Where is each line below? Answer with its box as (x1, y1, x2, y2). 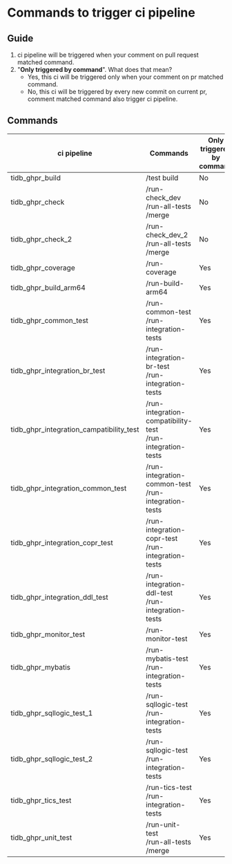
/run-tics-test (146, 782, 192, 792)
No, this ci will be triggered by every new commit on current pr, (27, 88, 207, 95)
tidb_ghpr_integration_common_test (10, 483, 127, 493)
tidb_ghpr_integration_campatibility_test (10, 424, 139, 434)
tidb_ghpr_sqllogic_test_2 (10, 754, 93, 764)
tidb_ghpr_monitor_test (10, 629, 85, 639)
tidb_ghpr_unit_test (10, 832, 72, 842)
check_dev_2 (146, 230, 188, 239)
